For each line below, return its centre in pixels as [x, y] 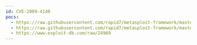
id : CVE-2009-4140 [28, 11]
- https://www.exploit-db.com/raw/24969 [61, 33]
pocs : [12, 17]
